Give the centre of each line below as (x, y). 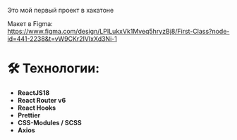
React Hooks (37, 108)
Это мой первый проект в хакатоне (61, 10)
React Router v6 (42, 100)
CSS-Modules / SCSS (50, 122)
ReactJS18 (34, 93)
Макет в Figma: (30, 24)
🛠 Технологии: (54, 69)
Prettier (29, 115)
